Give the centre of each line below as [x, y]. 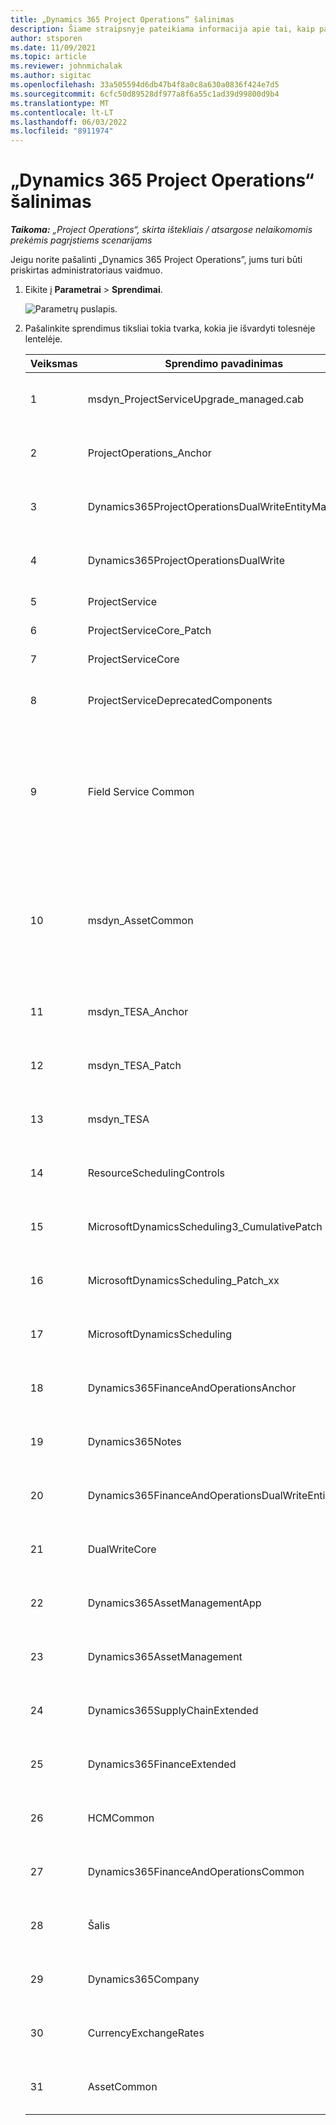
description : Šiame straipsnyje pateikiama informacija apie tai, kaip [162, 29]
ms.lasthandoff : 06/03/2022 [69, 122]
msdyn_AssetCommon [140, 921]
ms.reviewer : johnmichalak [66, 66]
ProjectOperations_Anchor [149, 453]
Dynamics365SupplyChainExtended [173, 1711]
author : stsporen [46, 38]
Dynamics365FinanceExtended [162, 1764]
